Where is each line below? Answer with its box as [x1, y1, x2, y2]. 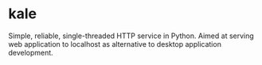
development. [8, 48, 53, 57]
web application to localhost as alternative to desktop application [8, 39, 221, 48]
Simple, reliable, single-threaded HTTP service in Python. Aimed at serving [8, 31, 255, 40]
